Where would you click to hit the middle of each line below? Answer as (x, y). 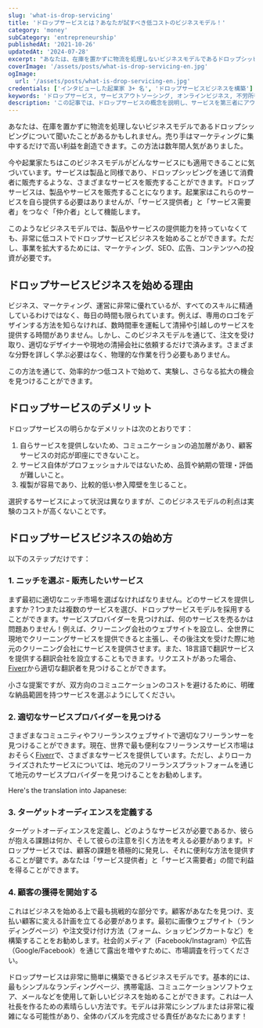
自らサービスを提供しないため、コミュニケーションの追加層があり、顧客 (136, 445)
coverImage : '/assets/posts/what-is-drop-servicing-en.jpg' (108, 67)
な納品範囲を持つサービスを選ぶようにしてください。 (94, 694)
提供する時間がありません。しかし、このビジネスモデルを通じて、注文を (124, 335)
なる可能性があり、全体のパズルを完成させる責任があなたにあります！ (135, 1016)
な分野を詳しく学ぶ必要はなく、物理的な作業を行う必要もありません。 (121, 354)
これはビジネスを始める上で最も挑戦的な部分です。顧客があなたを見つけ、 (128, 911)
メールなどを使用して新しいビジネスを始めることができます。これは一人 (137, 996)
